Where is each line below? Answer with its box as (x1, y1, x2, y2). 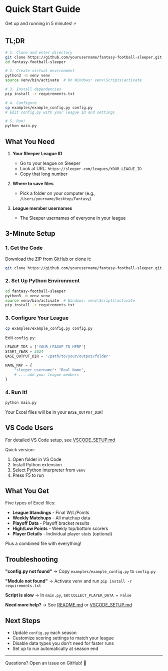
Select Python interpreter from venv (12, 467, 86, 473)
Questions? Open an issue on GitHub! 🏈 (5, 660, 86, 666)
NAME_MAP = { (5, 363, 32, 368)
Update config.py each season (12, 629, 77, 636)
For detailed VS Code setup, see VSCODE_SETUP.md (5, 437, 115, 443)
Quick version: (5, 446, 35, 452)
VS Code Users (5, 424, 53, 432)
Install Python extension (12, 461, 62, 467)
